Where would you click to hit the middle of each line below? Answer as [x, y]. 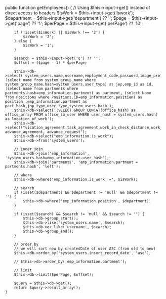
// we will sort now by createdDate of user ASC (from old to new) [85, 249]
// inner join [28, 149]
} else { [23, 41]
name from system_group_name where [60, 80]
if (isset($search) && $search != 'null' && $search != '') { [79, 214]
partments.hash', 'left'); [33, 167]
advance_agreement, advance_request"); [46, 132]
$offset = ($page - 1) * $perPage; [51, 63]
